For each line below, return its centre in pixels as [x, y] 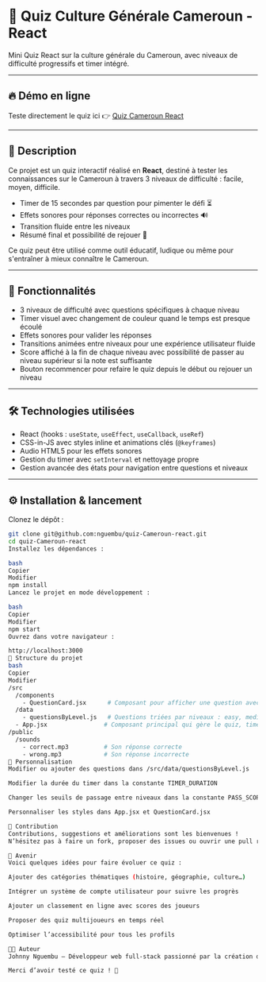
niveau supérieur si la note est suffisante [86, 361]
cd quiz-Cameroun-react [47, 541]
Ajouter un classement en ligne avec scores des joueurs [104, 906]
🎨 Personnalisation [40, 762]
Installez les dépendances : [56, 549]
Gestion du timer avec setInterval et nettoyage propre [109, 459]
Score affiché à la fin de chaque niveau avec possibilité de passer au [132, 352]
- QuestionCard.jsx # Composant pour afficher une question [133, 702]
